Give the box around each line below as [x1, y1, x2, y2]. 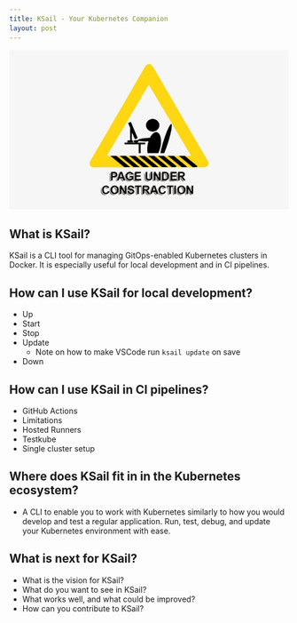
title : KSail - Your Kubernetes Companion [9, 14, 168, 23]
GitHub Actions [21, 405, 78, 416]
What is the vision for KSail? [21, 574, 124, 586]
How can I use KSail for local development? [9, 285, 253, 300]
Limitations [21, 414, 63, 426]
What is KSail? [9, 227, 91, 242]
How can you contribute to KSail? [21, 603, 145, 613]
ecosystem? [9, 483, 79, 498]
